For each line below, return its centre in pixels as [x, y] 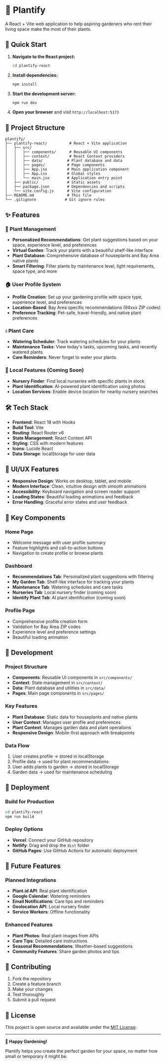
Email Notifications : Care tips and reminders [58, 901]
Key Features [21, 706]
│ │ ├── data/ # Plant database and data [64, 161]
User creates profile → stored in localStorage [58, 756]
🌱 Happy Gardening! [26, 1042]
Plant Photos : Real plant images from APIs [55, 935]
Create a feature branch [37, 984]
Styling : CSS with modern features [48, 443]
